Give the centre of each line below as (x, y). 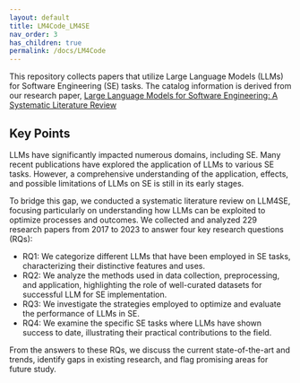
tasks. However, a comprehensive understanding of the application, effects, (149, 174)
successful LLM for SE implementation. (94, 294)
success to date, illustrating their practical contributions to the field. (147, 332)
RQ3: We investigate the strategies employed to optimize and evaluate (152, 304)
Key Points (40, 133)
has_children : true (46, 43)
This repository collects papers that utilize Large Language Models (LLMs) (146, 76)
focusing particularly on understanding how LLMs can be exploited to (137, 210)
